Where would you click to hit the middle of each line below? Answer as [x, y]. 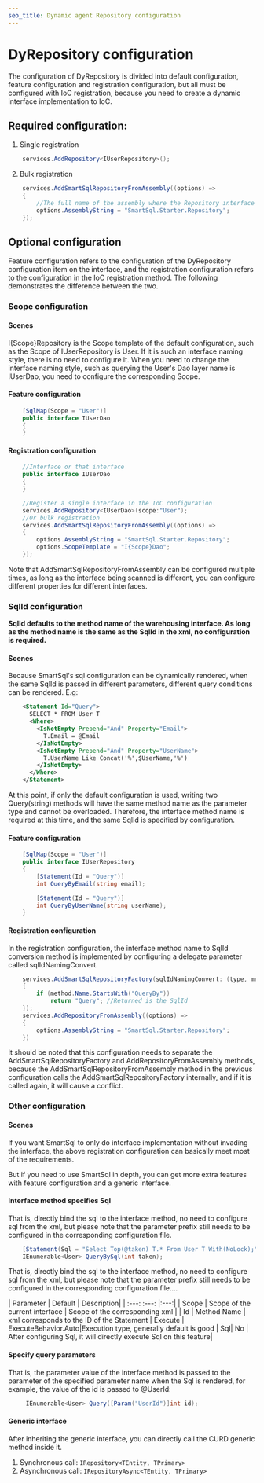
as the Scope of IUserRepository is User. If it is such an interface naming [126, 351]
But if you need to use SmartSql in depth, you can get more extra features [128, 1174]
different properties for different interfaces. [78, 585]
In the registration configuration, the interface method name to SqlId [118, 948]
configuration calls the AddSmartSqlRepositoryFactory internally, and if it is [130, 1077]
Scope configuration [48, 307]
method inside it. [35, 1447]
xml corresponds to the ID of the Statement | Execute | [96, 1320]
